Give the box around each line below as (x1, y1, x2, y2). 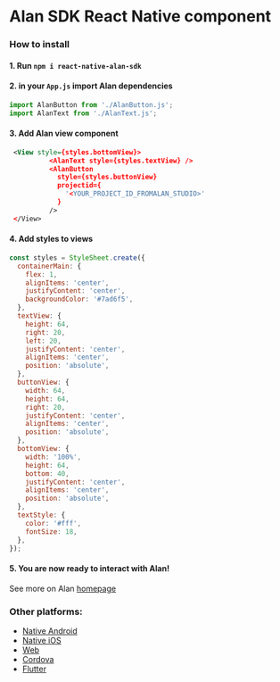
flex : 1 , (25, 270, 58, 279)
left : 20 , (25, 337, 62, 345)
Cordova (21, 653, 54, 664)
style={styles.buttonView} (56, 172, 158, 182)
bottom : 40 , (25, 469, 70, 478)
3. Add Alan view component (9, 128, 119, 139)
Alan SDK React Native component (9, 6, 272, 27)
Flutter (21, 663, 47, 674)
